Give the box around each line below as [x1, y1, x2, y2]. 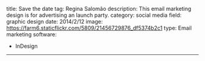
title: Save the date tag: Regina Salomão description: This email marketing [6, 5, 192, 12]
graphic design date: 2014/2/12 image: [6, 18, 103, 25]
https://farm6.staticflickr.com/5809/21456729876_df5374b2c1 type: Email [6, 24, 192, 31]
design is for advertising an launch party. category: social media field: [6, 11, 182, 19]
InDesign [15, 42, 38, 50]
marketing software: [6, 31, 57, 38]
